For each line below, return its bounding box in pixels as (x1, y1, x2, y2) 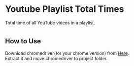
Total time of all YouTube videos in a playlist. (5, 20, 95, 26)
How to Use (5, 37, 41, 45)
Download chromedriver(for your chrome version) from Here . (5, 50, 129, 56)
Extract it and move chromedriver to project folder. (5, 55, 108, 61)
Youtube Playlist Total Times (5, 3, 124, 15)
